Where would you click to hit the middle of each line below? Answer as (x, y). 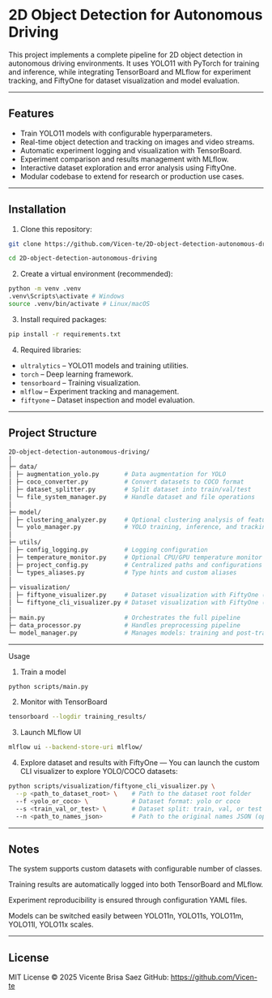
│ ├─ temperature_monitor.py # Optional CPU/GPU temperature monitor (136, 557)
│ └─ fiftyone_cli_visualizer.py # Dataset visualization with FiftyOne (134, 603)
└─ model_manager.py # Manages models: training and (121, 633)
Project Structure (53, 433)
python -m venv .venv (45, 289)
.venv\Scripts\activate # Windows (67, 297)
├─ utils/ (25, 542)
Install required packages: (63, 319)
